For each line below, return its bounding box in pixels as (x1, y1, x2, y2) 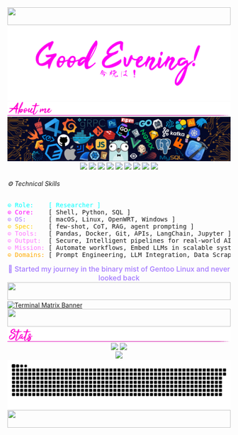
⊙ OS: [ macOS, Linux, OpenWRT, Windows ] (7, 216, 176, 224)
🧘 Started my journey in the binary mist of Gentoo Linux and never (8, 264, 230, 274)
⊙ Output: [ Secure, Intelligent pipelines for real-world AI (7, 237, 232, 245)
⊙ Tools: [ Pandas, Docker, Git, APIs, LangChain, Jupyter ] (7, 230, 232, 238)
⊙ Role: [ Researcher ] (7, 202, 101, 209)
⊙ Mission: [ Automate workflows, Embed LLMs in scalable (7, 244, 213, 252)
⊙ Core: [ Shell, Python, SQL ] (7, 209, 131, 216)
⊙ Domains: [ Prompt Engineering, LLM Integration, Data (7, 251, 210, 259)
